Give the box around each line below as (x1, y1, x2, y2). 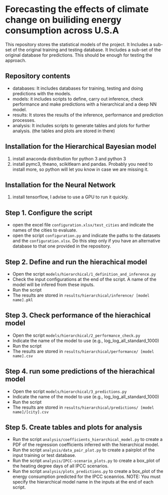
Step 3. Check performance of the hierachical (5, 311, 151, 320)
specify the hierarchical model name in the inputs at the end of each (12, 479, 154, 485)
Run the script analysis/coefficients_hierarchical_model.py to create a (12, 436, 163, 442)
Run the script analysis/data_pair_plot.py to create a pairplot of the (12, 447, 155, 453)
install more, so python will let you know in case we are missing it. (12, 166, 149, 172)
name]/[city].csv (12, 409, 49, 414)
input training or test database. (12, 452, 76, 458)
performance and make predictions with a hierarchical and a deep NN (12, 101, 157, 107)
